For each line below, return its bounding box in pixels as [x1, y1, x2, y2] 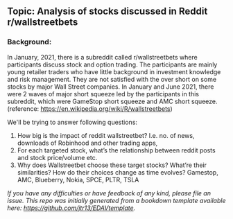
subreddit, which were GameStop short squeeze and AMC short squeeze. [7, 97, 218, 105]
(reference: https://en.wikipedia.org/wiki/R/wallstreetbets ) [7, 104, 173, 113]
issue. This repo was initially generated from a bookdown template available [7, 196, 226, 204]
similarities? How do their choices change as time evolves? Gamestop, [17, 168, 218, 176]
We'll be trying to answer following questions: [7, 118, 137, 126]
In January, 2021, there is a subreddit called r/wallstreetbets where [7, 53, 198, 61]
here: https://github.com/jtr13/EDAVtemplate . [7, 204, 136, 212]
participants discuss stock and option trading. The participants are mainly [7, 60, 218, 69]
